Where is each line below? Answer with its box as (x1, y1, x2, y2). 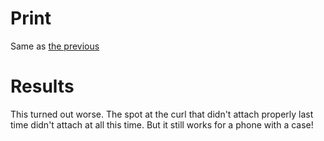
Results (10, 75, 75, 98)
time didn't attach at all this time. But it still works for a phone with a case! (10, 118, 314, 131)
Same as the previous (10, 40, 100, 52)
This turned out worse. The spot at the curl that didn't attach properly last (10, 108, 314, 120)
